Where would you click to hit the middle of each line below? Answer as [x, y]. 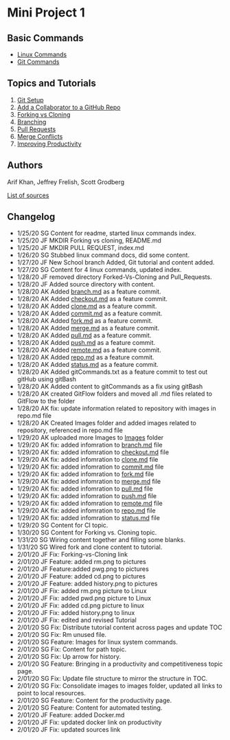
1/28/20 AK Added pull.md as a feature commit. [84, 335]
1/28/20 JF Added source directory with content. [86, 284]
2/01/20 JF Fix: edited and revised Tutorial [77, 620]
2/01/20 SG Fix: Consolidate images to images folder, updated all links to [119, 686]
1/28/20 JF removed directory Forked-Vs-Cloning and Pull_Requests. [114, 277]
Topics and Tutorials [51, 83]
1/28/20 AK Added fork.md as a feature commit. [85, 321]
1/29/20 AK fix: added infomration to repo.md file [86, 511]
